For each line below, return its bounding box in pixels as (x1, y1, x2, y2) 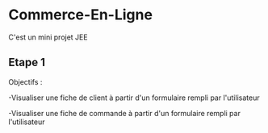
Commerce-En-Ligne (8, 6, 153, 24)
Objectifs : (8, 77, 43, 86)
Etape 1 (8, 56, 46, 69)
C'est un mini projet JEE (8, 32, 88, 42)
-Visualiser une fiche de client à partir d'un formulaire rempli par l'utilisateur (8, 93, 260, 102)
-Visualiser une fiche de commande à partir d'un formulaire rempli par (8, 108, 241, 118)
